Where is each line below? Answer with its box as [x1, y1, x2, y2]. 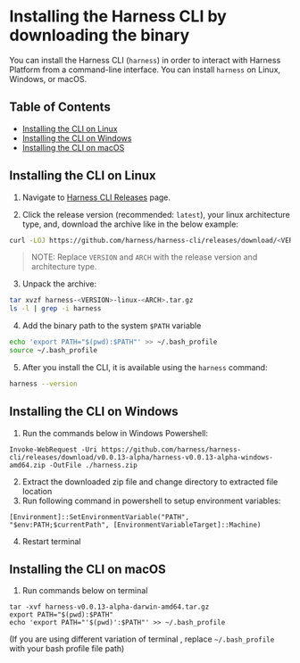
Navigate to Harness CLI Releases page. [21, 192, 171, 203]
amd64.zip [9, 460, 46, 469]
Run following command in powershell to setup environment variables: [21, 495, 281, 506]
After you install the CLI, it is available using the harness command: [21, 361, 268, 372]
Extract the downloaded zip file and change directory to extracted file [21, 476, 279, 487]
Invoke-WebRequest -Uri [9, 444, 98, 454]
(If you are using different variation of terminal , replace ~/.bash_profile [9, 634, 275, 644]
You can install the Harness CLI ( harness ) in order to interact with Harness [9, 54, 281, 65]
